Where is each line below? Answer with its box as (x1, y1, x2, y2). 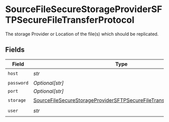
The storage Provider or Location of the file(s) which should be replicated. (5, 31, 159, 37)
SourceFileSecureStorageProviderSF (5, 4, 162, 15)
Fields (5, 45, 25, 54)
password (8, 80, 29, 86)
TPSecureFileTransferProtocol (5, 14, 135, 26)
